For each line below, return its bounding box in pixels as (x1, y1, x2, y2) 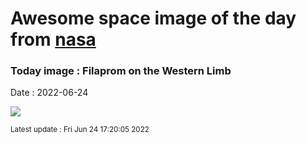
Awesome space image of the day (10, 7, 297, 30)
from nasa (10, 28, 97, 51)
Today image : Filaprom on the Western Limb (10, 64, 232, 78)
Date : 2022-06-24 (10, 87, 89, 99)
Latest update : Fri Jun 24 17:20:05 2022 (10, 125, 150, 135)
